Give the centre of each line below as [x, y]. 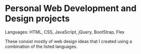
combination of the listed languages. [41, 46]
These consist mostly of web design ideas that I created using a [69, 41]
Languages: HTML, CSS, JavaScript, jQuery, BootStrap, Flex [65, 32]
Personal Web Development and [71, 8]
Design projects [37, 19]
